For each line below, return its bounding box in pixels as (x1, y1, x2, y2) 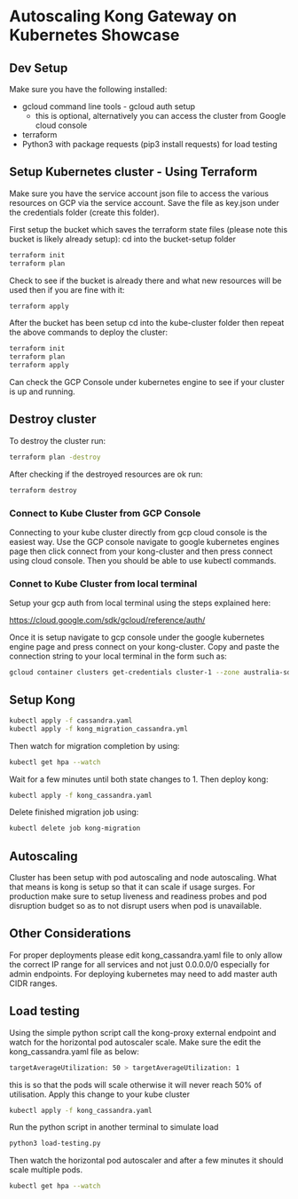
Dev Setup (9, 60, 68, 75)
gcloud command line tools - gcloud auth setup (21, 101, 196, 112)
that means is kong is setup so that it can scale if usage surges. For (9, 881, 255, 893)
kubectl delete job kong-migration (9, 824, 141, 833)
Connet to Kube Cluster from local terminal (9, 577, 198, 589)
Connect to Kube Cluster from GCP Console (9, 507, 201, 519)
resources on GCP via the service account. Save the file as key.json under (9, 197, 279, 208)
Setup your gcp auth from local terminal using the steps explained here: (9, 597, 271, 609)
